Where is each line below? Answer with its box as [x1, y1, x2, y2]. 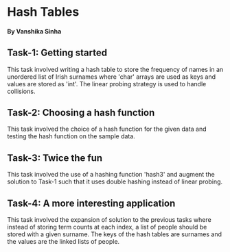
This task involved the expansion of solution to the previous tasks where [7, 216, 211, 224]
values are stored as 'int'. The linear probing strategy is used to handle [7, 79, 207, 88]
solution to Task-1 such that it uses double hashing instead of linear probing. [7, 177, 223, 186]
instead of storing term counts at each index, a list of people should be [7, 223, 207, 231]
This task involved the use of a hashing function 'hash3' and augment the [7, 171, 215, 179]
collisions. [7, 87, 36, 95]
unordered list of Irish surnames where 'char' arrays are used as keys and [7, 73, 216, 81]
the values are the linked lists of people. [7, 238, 120, 246]
